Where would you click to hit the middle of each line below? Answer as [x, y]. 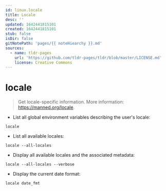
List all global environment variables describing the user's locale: [81, 117]
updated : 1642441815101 [31, 24]
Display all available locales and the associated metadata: [74, 155]
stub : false [18, 34]
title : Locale [21, 15]
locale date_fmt [23, 183]
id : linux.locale [24, 10]
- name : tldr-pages [31, 53]
